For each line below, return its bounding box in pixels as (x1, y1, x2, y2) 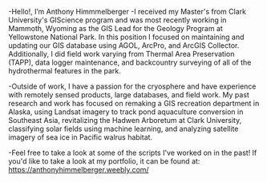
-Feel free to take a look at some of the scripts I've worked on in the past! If (8, 148, 257, 157)
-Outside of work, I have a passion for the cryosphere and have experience (8, 81, 257, 91)
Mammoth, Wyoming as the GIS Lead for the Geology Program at (8, 24, 223, 33)
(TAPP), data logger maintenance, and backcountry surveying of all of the (8, 57, 252, 67)
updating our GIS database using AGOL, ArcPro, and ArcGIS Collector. (8, 41, 240, 50)
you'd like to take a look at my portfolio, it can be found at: (8, 156, 200, 166)
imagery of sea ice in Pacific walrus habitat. (8, 133, 153, 142)
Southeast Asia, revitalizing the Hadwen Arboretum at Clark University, (8, 116, 242, 125)
